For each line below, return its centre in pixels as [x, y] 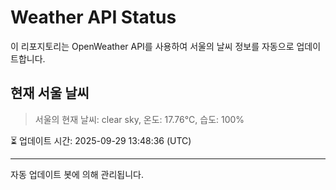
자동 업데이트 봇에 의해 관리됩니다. [77, 174]
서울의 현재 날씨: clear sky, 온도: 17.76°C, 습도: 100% [139, 119]
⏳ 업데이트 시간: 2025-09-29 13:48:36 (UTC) [101, 140]
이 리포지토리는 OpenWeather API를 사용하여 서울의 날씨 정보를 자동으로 [152, 46]
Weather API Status [93, 17]
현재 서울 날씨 [50, 93]
